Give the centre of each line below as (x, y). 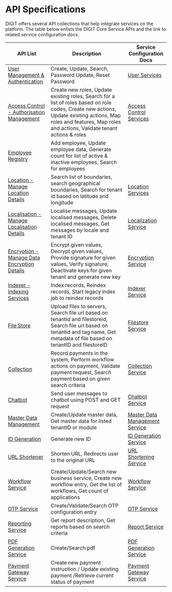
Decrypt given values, (77, 251)
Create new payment (76, 562)
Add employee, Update (78, 143)
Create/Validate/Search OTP (84, 505)
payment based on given (80, 379)
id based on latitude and (80, 196)
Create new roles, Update (81, 90)
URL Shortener (26, 457)
